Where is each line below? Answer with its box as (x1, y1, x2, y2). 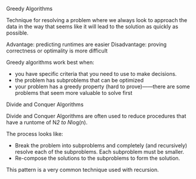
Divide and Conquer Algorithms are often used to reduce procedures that (6, 113, 186, 119)
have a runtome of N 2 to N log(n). (6, 119, 88, 126)
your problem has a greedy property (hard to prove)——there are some (14, 83, 190, 90)
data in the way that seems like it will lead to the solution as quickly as (6, 23, 179, 30)
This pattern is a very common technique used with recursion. (6, 166, 160, 173)
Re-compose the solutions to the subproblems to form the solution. (14, 155, 180, 162)
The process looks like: (6, 131, 63, 137)
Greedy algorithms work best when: (6, 59, 94, 66)
